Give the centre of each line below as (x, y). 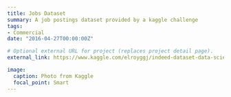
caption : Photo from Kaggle (54, 76)
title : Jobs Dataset (37, 13)
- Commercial (26, 32)
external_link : (29, 58)
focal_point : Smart (41, 83)
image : (16, 70)
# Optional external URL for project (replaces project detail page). (110, 51)
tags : (15, 26)
